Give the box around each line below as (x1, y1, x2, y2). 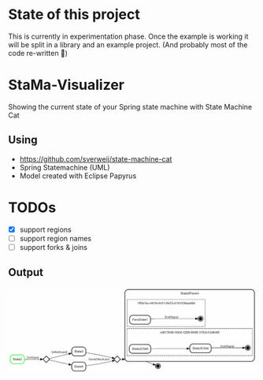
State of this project (8, 6, 140, 24)
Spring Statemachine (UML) (19, 162, 110, 172)
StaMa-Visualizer (8, 76, 124, 94)
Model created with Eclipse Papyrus (19, 171, 137, 181)
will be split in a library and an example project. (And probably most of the (8, 39, 248, 49)
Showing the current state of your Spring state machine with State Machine (8, 102, 253, 111)
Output (8, 266, 43, 279)
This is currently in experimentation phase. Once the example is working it (8, 32, 249, 41)
